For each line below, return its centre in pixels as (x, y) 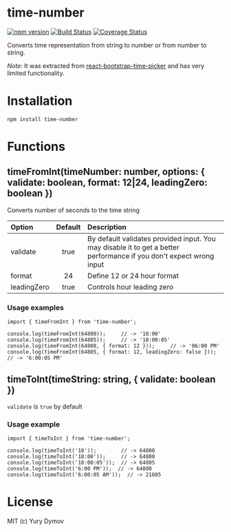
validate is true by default (45, 406)
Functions (36, 147)
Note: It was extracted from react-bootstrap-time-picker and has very (106, 65)
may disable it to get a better (133, 247)
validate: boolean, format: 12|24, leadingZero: (107, 183)
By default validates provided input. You (152, 238)
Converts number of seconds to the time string (73, 210)
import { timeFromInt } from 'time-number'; (72, 322)
